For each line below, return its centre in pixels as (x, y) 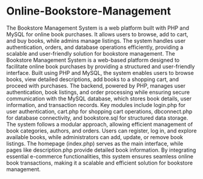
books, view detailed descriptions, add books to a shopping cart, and (93, 79)
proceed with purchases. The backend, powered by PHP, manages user (96, 85)
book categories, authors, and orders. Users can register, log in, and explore (101, 131)
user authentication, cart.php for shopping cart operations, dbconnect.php (99, 111)
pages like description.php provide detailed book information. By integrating (101, 150)
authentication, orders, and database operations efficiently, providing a (95, 47)
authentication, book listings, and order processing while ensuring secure (98, 92)
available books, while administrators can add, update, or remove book (95, 137)
